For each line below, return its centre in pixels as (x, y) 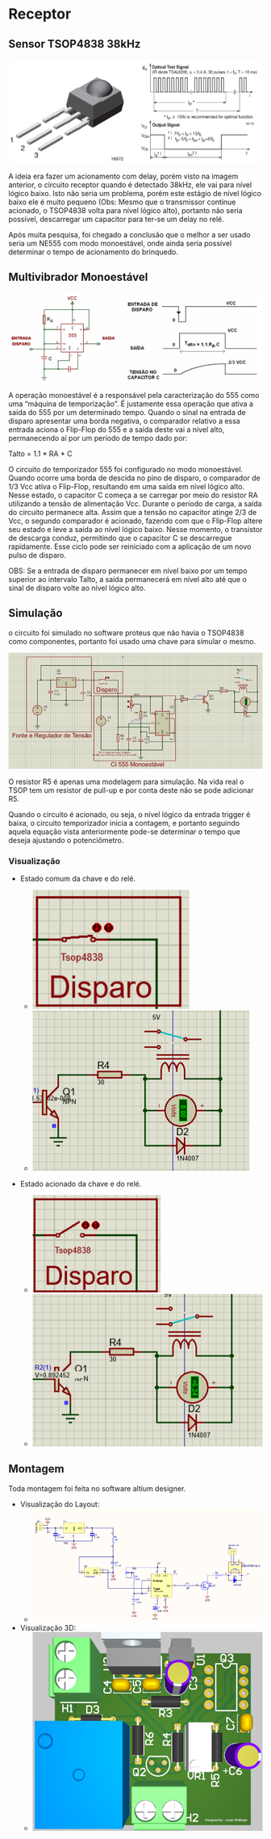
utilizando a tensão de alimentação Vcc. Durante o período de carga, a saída (135, 503)
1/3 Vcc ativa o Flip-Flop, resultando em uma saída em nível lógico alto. (127, 486)
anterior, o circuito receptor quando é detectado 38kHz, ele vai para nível (130, 184)
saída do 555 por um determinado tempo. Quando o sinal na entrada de (127, 412)
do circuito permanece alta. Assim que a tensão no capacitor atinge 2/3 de (133, 512)
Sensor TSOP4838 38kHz (75, 44)
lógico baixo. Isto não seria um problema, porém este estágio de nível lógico (135, 193)
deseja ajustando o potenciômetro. (66, 840)
